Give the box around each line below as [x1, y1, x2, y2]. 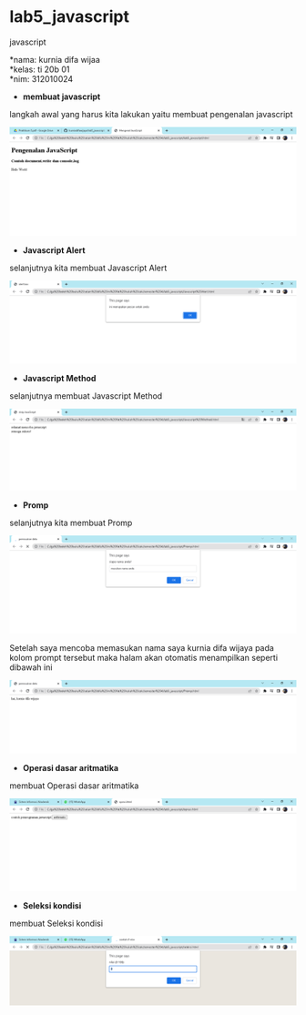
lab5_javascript [9, 6, 130, 27]
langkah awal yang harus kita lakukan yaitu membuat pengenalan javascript [9, 108, 293, 119]
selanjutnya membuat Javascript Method [9, 390, 163, 401]
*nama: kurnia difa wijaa [9, 54, 100, 65]
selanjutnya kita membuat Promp [9, 517, 133, 529]
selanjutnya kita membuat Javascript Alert [9, 262, 168, 273]
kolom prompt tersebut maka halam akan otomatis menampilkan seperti [9, 652, 279, 663]
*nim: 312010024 [9, 73, 74, 84]
